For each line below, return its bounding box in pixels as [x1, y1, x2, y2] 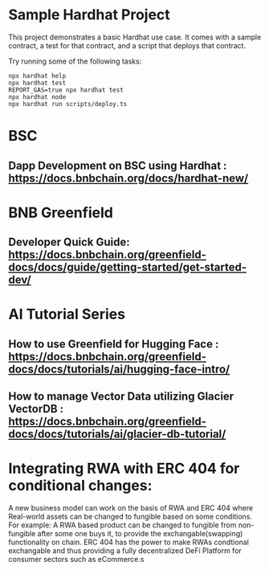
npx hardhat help [8, 72, 67, 80]
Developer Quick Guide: [8, 236, 130, 249]
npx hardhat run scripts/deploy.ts [8, 100, 128, 108]
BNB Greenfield [8, 203, 114, 222]
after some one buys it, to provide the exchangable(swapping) [37, 529, 243, 538]
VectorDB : [8, 402, 64, 416]
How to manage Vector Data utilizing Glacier [8, 390, 234, 404]
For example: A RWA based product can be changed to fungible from [8, 520, 237, 530]
